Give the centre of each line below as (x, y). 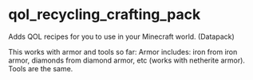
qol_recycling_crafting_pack (105, 15)
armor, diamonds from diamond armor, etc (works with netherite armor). (127, 60)
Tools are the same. (41, 68)
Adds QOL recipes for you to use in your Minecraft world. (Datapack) (122, 36)
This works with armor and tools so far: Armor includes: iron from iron (123, 51)
